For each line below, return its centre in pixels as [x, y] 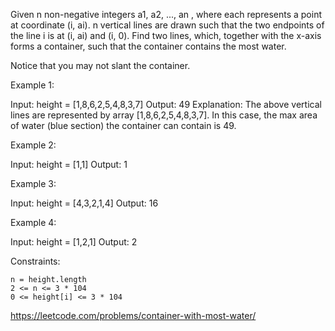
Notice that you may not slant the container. [100, 65]
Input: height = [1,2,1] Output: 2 [74, 242]
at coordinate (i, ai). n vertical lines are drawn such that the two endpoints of [167, 25]
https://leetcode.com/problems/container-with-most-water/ [133, 315]
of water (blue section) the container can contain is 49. [123, 125]
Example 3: [33, 183]
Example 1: [32, 85]
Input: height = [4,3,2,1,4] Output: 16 [84, 203]
